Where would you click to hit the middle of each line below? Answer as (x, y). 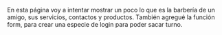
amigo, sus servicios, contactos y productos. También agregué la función (111, 17)
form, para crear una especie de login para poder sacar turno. (95, 24)
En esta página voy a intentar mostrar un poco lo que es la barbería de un (111, 10)
